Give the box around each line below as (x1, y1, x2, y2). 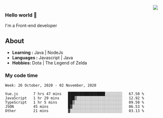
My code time (5, 72, 38, 79)
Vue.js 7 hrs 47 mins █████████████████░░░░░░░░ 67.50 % (5, 92, 145, 97)
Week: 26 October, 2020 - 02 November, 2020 (5, 83, 97, 88)
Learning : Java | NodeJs (12, 50, 64, 55)
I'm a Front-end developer (5, 23, 57, 29)
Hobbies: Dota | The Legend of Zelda (12, 60, 87, 66)
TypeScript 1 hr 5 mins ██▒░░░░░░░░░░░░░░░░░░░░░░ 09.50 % (5, 100, 145, 105)
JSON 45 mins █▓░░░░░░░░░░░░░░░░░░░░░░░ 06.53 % (5, 104, 145, 109)
